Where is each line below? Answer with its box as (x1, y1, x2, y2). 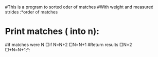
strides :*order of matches (5, 9, 58, 15)
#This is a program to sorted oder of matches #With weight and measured (5, 4, 154, 10)
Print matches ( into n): (5, 26, 100, 37)
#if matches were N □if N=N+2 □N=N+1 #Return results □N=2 (5, 42, 132, 47)
